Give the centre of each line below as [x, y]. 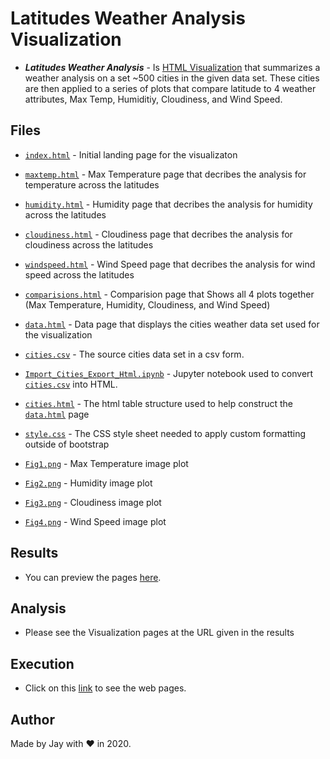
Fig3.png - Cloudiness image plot [93, 502]
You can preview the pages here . [93, 577]
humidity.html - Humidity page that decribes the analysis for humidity [168, 204]
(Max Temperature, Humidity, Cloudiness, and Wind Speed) [147, 304]
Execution [42, 663]
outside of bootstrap [67, 444]
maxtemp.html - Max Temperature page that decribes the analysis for [165, 174]
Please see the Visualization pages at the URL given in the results [159, 633]
